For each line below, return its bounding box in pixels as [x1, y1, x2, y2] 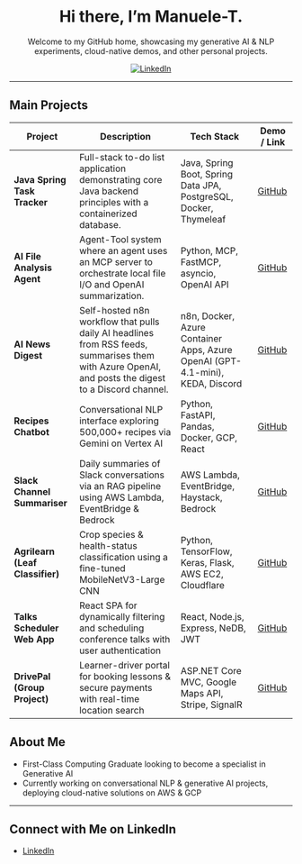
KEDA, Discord [180, 377, 243, 389]
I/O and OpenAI [79, 277, 145, 290]
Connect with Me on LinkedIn [9, 822, 177, 837]
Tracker [13, 196, 48, 208]
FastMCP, [180, 255, 222, 268]
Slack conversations [79, 468, 164, 481]
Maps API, [180, 687, 224, 699]
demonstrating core [79, 173, 163, 186]
